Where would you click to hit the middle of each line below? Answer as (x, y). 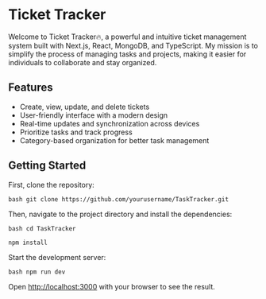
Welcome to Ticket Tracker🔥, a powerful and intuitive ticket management (127, 37)
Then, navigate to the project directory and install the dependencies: (120, 214)
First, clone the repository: (52, 184)
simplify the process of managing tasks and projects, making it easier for (127, 54)
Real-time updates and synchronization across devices (110, 123)
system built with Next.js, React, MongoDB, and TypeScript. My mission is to (133, 45)
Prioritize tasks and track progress (76, 132)
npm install (28, 243)
